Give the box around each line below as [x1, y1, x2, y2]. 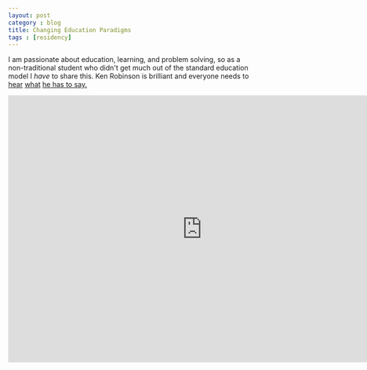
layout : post [8, 11, 51, 20]
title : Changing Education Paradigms [8, 26, 132, 34]
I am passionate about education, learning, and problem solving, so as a [8, 55, 241, 64]
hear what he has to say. [8, 80, 88, 89]
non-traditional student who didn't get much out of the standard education [8, 63, 249, 73]
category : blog [8, 19, 61, 27]
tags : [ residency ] [8, 33, 72, 42]
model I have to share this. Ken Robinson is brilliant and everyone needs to [8, 71, 249, 81]
